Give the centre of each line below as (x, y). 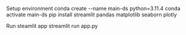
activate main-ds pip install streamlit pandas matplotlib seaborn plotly (92, 15)
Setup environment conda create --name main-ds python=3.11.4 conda (93, 8)
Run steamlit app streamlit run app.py (52, 26)
